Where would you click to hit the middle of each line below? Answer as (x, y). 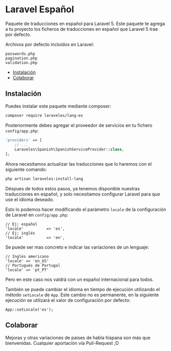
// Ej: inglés (20, 233)
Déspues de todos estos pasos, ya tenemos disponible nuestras (73, 189)
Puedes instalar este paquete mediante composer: (58, 106)
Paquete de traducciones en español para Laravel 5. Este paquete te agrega (85, 24)
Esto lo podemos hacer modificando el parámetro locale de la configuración (86, 209)
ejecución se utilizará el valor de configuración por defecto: (68, 300)
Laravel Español (40, 9)
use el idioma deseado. (30, 200)
